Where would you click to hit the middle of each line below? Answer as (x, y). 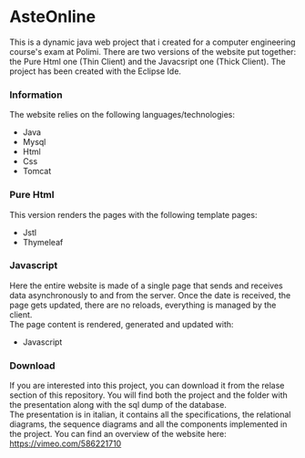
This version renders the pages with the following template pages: (133, 214)
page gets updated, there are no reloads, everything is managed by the (143, 305)
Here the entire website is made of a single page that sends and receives (147, 286)
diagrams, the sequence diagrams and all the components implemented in (148, 424)
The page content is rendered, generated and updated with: (122, 324)
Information (36, 95)
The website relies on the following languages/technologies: (122, 115)
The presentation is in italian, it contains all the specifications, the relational (150, 415)
